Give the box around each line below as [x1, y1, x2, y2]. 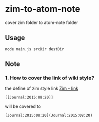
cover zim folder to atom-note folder [5, 20, 78, 25]
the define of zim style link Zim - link [5, 85, 79, 91]
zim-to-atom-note [5, 3, 80, 15]
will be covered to [5, 103, 41, 109]
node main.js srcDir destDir [5, 46, 64, 52]
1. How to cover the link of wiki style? [5, 75, 95, 81]
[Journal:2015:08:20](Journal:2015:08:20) [5, 113, 93, 118]
